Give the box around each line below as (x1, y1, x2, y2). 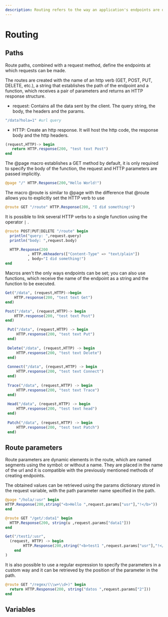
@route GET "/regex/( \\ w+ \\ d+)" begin (5, 582, 86, 587)
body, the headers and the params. (12, 108, 85, 114)
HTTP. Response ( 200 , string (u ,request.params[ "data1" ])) (9, 520, 131, 525)
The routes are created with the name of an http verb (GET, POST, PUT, (5, 77, 152, 83)
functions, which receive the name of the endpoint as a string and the (5, 275, 148, 281)
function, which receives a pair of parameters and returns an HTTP (5, 88, 143, 94)
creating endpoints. (5, 473, 45, 479)
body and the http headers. (12, 132, 69, 138)
